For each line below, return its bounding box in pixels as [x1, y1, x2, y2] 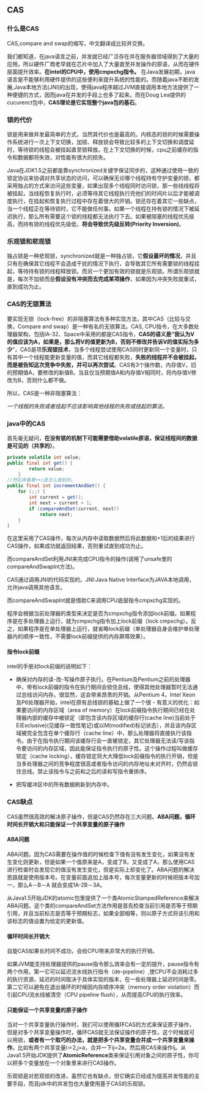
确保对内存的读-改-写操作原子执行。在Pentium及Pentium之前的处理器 [15, 676, 191, 683]
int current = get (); [29, 494, 84, 500]
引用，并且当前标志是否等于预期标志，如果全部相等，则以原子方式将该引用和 [7, 910, 200, 917]
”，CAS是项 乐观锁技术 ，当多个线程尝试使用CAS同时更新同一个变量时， [12, 346, 192, 353]
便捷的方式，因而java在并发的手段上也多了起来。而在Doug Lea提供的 [12, 91, 186, 98]
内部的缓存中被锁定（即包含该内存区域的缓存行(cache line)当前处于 [26, 714, 196, 722]
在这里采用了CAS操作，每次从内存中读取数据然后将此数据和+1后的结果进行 [7, 535, 195, 542]
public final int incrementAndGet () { [7, 483, 106, 489]
